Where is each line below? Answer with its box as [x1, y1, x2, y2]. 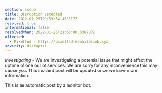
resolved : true [5, 21, 36, 26]
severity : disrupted [5, 44, 47, 48]
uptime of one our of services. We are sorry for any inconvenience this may [5, 62, 158, 68]
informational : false [5, 25, 49, 30]
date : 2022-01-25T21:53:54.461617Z [5, 16, 78, 21]
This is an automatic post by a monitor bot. [5, 82, 92, 88]
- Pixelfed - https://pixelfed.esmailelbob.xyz [9, 39, 109, 44]
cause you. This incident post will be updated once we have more [5, 67, 138, 73]
